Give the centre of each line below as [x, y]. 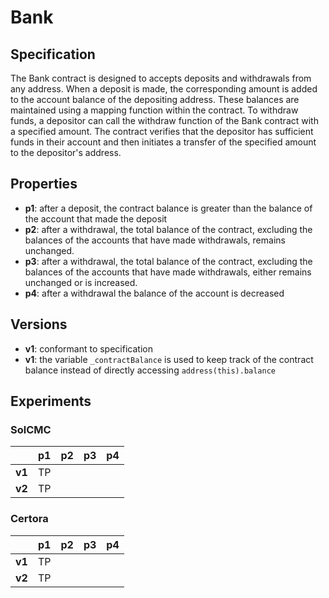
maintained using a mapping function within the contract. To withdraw [154, 110]
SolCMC [31, 429]
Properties [44, 184]
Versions [39, 324]
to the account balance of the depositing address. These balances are [155, 99]
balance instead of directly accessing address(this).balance [150, 370]
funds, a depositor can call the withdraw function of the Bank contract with [164, 120]
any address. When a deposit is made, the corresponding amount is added [164, 89]
